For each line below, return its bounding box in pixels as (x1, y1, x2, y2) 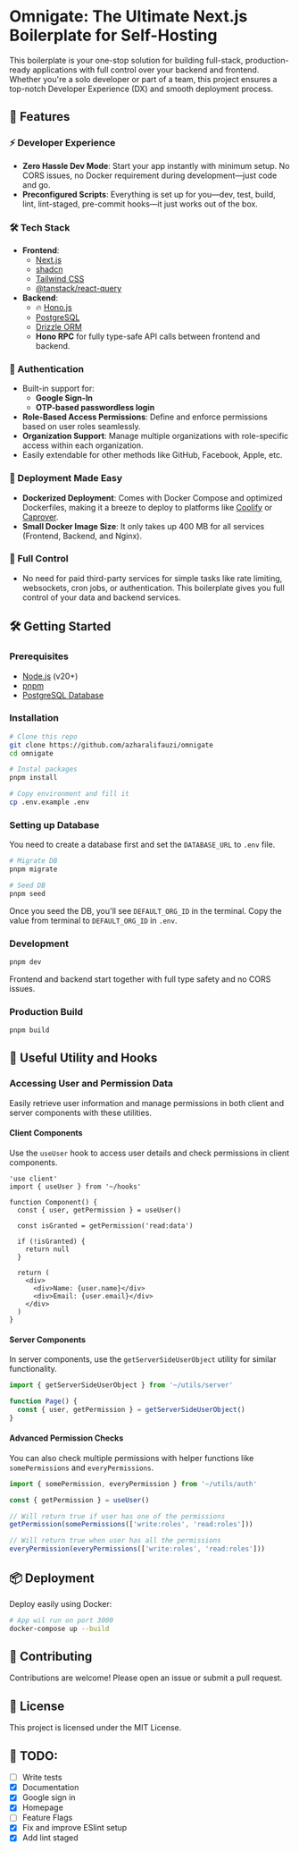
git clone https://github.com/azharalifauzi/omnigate (9, 740, 214, 749)
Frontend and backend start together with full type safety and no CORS (9, 973, 271, 985)
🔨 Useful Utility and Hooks (9, 1051, 158, 1066)
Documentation (21, 1782, 79, 1793)
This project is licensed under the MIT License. (9, 1722, 182, 1733)
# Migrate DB (9, 857, 58, 866)
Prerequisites (9, 650, 69, 663)
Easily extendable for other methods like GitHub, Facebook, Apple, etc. (21, 450, 283, 461)
